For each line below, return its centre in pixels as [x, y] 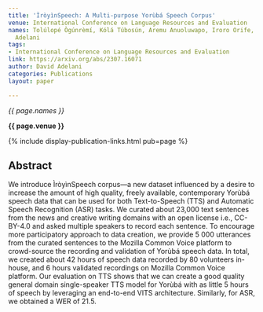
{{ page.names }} [37, 110]
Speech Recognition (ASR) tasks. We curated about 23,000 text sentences [129, 210]
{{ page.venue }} [37, 126]
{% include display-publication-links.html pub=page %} [98, 141]
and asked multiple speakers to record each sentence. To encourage [144, 226]
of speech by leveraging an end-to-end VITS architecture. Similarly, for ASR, [131, 293]
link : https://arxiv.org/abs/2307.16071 [75, 60]
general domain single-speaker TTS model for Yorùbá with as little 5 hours [128, 284]
